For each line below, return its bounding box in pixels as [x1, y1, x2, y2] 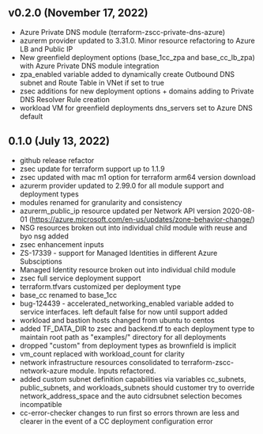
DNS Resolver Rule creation [19, 94, 111, 104]
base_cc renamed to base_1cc [19, 290, 117, 299]
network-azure [19, 366, 69, 375]
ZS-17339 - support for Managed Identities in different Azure [19, 248, 218, 257]
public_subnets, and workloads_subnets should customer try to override [19, 383, 255, 392]
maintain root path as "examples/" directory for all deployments [19, 332, 227, 341]
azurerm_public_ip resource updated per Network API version [19, 206, 221, 215]
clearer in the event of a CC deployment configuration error [19, 416, 213, 426]
